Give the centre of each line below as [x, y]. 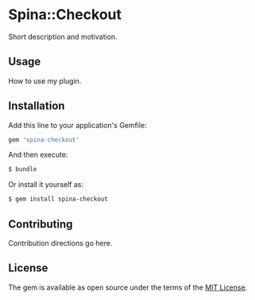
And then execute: [38, 155]
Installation [37, 106]
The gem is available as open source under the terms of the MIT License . [128, 287]
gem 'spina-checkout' [44, 140]
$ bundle [23, 169]
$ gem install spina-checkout [58, 199]
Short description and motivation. [63, 37]
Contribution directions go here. [60, 243]
